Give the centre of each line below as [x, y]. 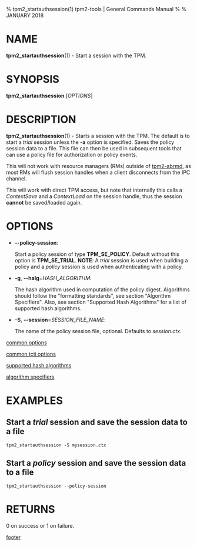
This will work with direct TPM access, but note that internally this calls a [94, 190]
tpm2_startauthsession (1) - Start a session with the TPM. [76, 55]
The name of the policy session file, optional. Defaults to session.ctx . [98, 331]
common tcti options [31, 354]
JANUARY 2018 [25, 15]
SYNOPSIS [33, 79]
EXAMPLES [34, 400]
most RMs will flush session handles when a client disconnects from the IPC [98, 172]
